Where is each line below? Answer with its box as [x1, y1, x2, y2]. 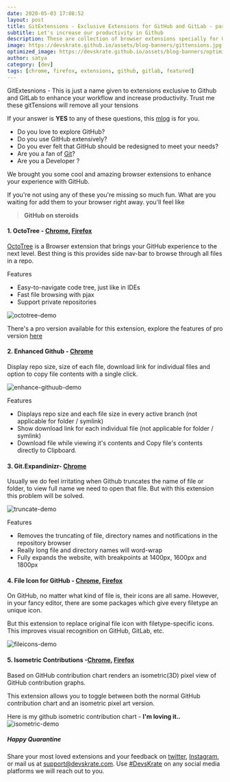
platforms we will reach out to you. [7, 767, 105, 775]
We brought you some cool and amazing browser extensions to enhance [7, 169, 212, 178]
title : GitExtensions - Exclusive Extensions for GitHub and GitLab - [7, 23, 213, 29]
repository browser [16, 539, 71, 547]
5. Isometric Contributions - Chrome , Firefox [7, 656, 135, 664]
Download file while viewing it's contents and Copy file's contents [16, 438, 203, 447]
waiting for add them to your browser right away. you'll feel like [7, 198, 185, 206]
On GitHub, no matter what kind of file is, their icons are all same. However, [7, 591, 219, 600]
